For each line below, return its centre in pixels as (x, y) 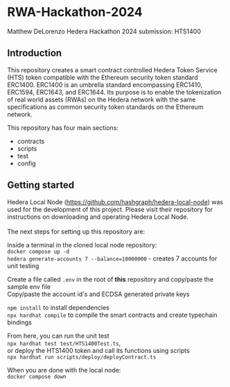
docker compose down (37, 377)
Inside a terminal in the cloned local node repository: (82, 245)
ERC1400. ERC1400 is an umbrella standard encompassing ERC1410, (105, 85)
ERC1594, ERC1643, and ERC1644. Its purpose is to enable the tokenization (114, 92)
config (26, 163)
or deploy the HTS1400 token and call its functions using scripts (99, 350)
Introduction (35, 53)
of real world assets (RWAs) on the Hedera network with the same (101, 99)
